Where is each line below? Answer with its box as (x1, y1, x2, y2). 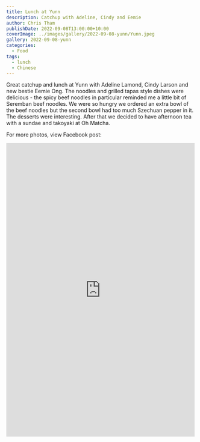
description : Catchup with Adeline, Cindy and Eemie (6, 14, 142, 20)
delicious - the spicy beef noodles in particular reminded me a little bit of (6, 94, 187, 101)
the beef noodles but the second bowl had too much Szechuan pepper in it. (6, 106, 194, 114)
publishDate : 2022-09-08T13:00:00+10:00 (6, 25, 110, 32)
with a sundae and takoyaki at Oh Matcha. (6, 120, 110, 127)
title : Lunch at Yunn (6, 8, 61, 15)
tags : (6, 54, 20, 60)
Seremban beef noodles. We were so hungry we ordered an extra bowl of (6, 100, 189, 108)
